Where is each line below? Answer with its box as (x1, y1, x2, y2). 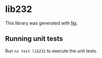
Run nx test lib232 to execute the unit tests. (5, 47, 98, 53)
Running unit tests (5, 34, 63, 43)
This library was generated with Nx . (5, 20, 78, 26)
